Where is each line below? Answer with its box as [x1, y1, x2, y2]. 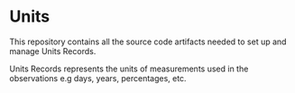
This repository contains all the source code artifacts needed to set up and [9, 36, 287, 47]
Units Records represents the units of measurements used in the [9, 63, 249, 74]
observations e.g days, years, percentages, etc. [9, 72, 187, 83]
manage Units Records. [9, 45, 97, 56]
